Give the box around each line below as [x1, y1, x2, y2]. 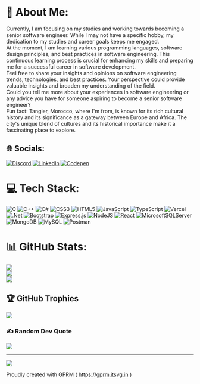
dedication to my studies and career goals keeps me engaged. [6, 38, 160, 45]
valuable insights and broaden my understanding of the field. [6, 82, 156, 89]
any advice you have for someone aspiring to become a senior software [6, 95, 183, 102]
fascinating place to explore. [6, 126, 76, 134]
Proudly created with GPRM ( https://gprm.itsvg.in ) [6, 371, 132, 378]
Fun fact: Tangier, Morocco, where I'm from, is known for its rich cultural [6, 107, 183, 114]
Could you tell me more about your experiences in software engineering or [6, 88, 189, 95]
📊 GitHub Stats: [6, 240, 87, 253]
